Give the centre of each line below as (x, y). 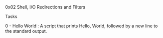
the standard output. (26, 31)
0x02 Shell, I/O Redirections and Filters (45, 7)
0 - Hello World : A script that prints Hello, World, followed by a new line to (81, 26)
